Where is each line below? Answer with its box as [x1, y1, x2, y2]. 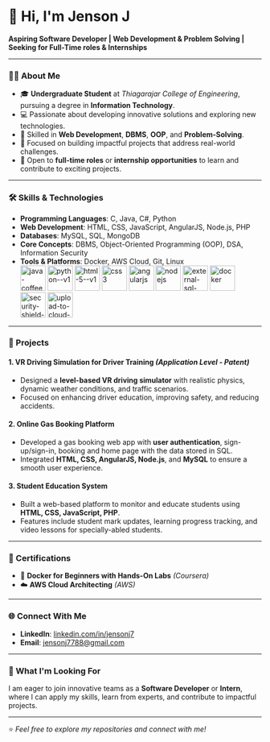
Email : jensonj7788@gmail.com [19, 637, 125, 647]
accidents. [19, 400, 55, 410]
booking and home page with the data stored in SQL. [58, 446, 233, 455]
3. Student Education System [8, 481, 108, 491]
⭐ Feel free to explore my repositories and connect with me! [8, 724, 207, 734]
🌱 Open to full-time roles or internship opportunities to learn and [19, 155, 239, 165]
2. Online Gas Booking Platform [8, 419, 115, 429]
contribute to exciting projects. [19, 164, 122, 174]
